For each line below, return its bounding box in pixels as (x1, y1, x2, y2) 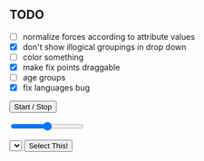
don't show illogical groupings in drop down (22, 41, 187, 52)
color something (22, 52, 84, 62)
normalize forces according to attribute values (22, 31, 196, 42)
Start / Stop (14, 102, 53, 112)
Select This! (28, 141, 69, 151)
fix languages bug (22, 82, 91, 93)
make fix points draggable (22, 62, 121, 72)
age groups (22, 72, 66, 83)
